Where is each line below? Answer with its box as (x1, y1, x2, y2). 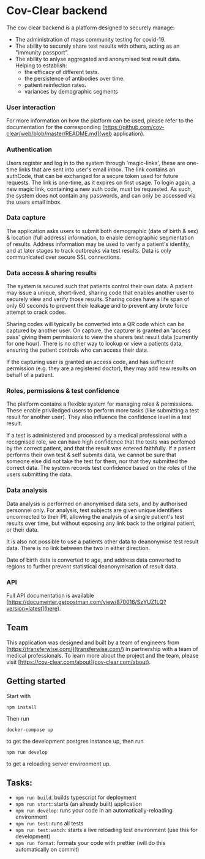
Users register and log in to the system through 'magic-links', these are (6, 159, 185, 166)
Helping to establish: (15, 62, 67, 69)
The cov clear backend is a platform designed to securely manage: (6, 24, 175, 31)
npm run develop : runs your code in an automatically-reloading (15, 807, 173, 814)
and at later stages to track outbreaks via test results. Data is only (6, 247, 172, 254)
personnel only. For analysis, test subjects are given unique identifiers (6, 506, 182, 514)
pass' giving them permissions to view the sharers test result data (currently (6, 333, 198, 341)
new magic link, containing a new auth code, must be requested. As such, (6, 185, 193, 193)
